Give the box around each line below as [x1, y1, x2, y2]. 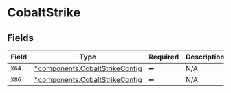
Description [185, 53, 225, 62]
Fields [7, 32, 34, 44]
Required [148, 53, 179, 62]
